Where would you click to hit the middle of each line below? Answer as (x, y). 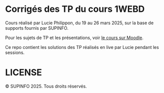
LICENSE (24, 72)
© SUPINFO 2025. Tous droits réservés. (46, 86)
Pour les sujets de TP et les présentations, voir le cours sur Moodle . (74, 38)
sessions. (15, 52)
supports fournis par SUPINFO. (37, 28)
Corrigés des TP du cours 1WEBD (75, 9)
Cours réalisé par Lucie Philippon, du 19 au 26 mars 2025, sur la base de (80, 23)
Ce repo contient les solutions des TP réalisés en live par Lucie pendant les (82, 47)
